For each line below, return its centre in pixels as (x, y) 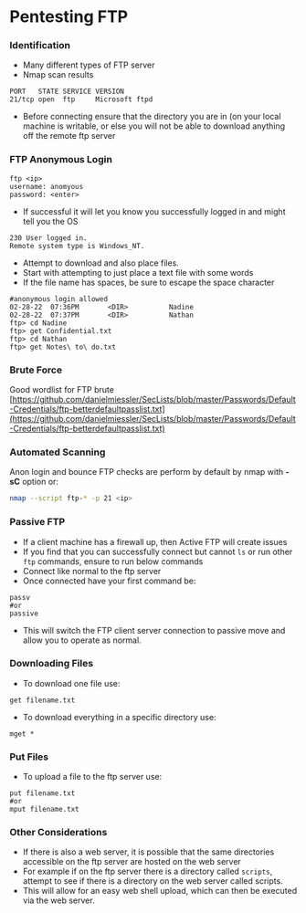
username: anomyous (47, 186)
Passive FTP (37, 522)
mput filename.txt (44, 810)
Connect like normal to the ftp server (92, 571)
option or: (41, 482)
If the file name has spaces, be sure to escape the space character (148, 282)
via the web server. (58, 900)
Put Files (29, 757)
